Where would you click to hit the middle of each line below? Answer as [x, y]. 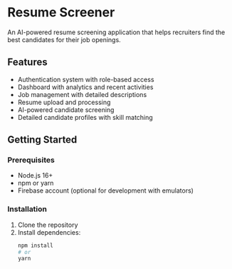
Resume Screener [61, 12]
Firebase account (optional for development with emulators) [106, 191]
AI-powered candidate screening [66, 110]
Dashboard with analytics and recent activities [85, 87]
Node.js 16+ [35, 176]
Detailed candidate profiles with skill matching [85, 117]
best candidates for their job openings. [64, 39]
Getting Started [42, 140]
